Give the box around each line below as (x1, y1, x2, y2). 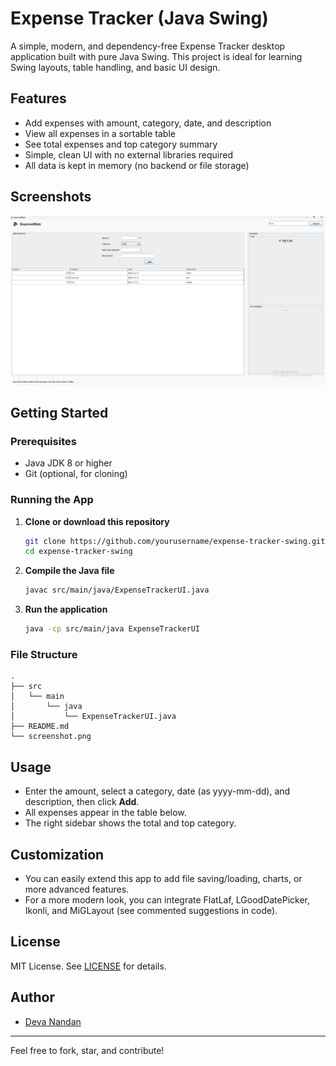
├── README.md (10, 722, 70, 732)
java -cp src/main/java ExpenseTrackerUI (24, 624, 201, 634)
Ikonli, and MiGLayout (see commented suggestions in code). (24, 904, 278, 916)
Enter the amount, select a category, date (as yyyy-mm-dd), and (24, 785, 291, 797)
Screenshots (10, 188, 92, 206)
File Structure (10, 647, 78, 661)
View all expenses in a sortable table (24, 127, 176, 139)
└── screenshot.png (10, 732, 92, 742)
